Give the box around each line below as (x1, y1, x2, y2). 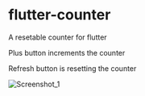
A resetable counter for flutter (8, 32, 107, 42)
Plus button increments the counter (8, 48, 126, 57)
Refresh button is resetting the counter (8, 63, 137, 73)
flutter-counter (8, 6, 111, 24)
